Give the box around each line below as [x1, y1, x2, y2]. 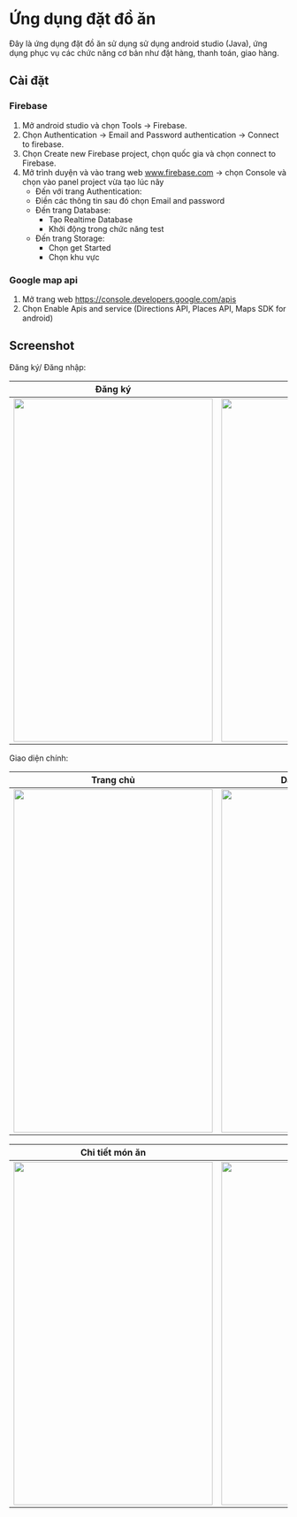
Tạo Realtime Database [48, 213, 133, 225]
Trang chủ [91, 773, 135, 786]
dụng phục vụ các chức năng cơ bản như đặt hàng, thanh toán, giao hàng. [9, 47, 280, 58]
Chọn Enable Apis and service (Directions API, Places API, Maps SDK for [21, 303, 286, 313]
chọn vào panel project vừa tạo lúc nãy [21, 176, 164, 187]
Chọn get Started [48, 242, 111, 252]
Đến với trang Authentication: [34, 186, 142, 197]
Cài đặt [9, 74, 49, 89]
